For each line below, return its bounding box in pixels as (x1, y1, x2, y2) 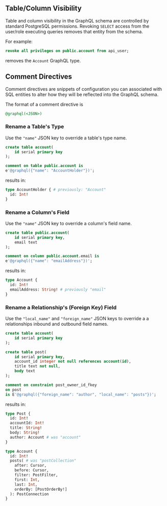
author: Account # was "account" (10, 435, 81, 440)
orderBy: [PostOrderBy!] (14, 487, 67, 492)
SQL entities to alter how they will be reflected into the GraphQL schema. (5, 91, 159, 98)
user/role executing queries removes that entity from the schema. (5, 28, 144, 35)
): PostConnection (10, 491, 50, 497)
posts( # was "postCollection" (10, 458, 77, 464)
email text (14, 239, 38, 245)
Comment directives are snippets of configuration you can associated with (5, 86, 162, 92)
